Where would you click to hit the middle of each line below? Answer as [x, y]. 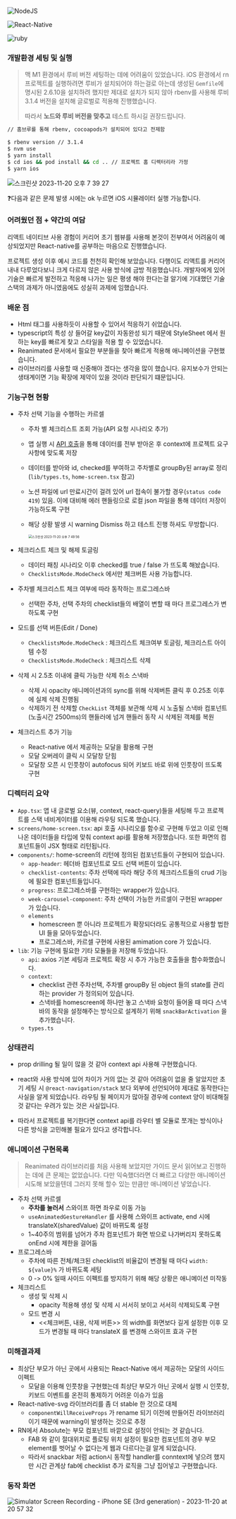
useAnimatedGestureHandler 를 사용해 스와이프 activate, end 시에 [119, 1216]
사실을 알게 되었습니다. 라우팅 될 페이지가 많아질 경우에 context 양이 [111, 1097]
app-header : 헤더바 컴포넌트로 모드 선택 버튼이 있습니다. [105, 863]
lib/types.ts [50, 477]
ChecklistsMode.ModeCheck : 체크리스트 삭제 [89, 660]
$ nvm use [22, 149]
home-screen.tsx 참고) [103, 476]
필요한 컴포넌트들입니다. [69, 881]
